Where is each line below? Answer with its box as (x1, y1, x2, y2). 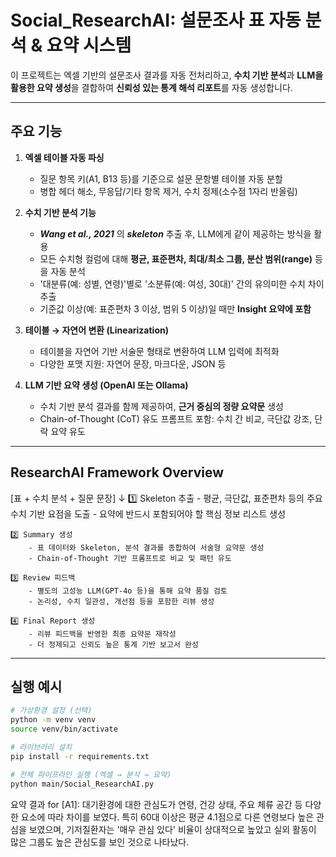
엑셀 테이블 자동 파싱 (24, 151, 105, 163)
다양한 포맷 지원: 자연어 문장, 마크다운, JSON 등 (39, 357, 227, 370)
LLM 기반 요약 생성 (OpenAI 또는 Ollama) (24, 379, 189, 391)
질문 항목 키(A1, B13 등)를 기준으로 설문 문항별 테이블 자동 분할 (39, 172, 283, 185)
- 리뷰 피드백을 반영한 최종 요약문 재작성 (28, 629, 177, 639)
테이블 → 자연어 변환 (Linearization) (24, 324, 169, 336)
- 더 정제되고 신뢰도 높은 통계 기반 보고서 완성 (28, 639, 199, 650)
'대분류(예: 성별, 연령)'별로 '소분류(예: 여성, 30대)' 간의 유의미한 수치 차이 (39, 277, 325, 290)
